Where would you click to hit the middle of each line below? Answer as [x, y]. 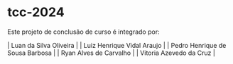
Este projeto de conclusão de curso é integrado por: [83, 32]
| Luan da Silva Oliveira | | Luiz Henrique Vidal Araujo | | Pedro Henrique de [117, 45]
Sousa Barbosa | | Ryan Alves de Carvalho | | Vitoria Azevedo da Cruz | [111, 53]
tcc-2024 [36, 12]
